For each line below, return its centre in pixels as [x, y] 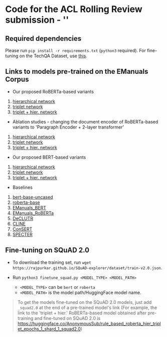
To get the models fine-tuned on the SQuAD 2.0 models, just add [85, 302]
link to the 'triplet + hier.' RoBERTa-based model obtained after [82, 313]
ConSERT [22, 229]
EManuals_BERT [29, 207]
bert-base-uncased [33, 197]
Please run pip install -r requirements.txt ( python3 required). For [76, 50]
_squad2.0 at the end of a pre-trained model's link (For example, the [87, 307]
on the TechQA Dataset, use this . [53, 56]
